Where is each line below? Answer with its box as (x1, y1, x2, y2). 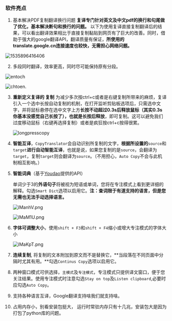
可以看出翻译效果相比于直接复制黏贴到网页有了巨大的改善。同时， (21, 30, 161, 36)
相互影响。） (17, 159, 42, 166)
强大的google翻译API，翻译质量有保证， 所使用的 (21, 36, 124, 42)
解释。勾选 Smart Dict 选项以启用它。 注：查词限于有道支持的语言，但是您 (12, 188, 166, 194)
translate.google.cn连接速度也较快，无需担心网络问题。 (12, 42, 132, 49)
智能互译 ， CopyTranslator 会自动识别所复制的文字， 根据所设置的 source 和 (12, 141, 166, 147)
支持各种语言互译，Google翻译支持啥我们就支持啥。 (12, 293, 123, 299)
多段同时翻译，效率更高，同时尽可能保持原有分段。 (12, 63, 121, 70)
